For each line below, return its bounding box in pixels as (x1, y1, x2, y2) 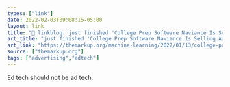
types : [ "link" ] (7, 10, 53, 17)
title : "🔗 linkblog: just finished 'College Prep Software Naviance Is (7, 29, 216, 36)
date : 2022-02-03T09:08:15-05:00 (7, 16, 103, 23)
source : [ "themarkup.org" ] (7, 49, 84, 55)
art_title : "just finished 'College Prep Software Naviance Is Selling (7, 36, 216, 42)
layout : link (7, 23, 44, 29)
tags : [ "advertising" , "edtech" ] (7, 55, 99, 62)
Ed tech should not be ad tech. (7, 73, 94, 82)
